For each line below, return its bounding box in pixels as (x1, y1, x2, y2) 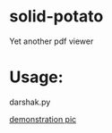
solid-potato (9, 6, 104, 27)
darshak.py (9, 96, 51, 107)
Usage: (9, 67, 65, 87)
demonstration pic (9, 113, 77, 124)
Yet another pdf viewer (9, 36, 94, 46)
